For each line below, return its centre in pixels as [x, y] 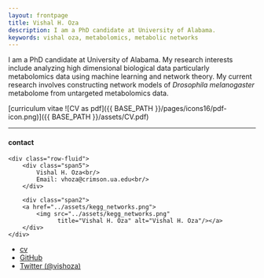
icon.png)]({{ [29, 117]
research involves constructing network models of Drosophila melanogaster [132, 85]
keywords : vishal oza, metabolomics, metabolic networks [103, 37]
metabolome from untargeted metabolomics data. [88, 93]
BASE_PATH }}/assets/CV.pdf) [100, 117]
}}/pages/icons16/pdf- [191, 109]
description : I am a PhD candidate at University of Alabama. [112, 30]
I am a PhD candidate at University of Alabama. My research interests [121, 60]
